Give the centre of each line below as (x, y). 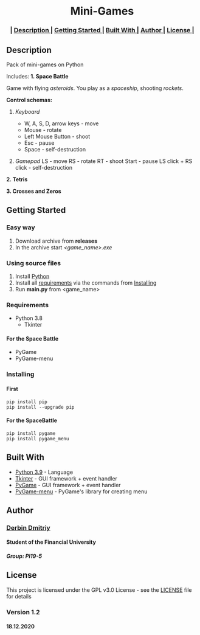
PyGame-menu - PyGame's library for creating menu (81, 491)
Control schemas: (29, 100)
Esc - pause (39, 143)
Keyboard (27, 111)
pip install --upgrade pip (40, 407)
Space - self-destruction (55, 149)
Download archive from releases (56, 241)
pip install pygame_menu (38, 439)
